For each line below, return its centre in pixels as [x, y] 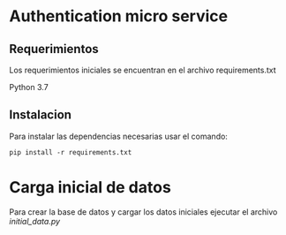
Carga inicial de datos [90, 187]
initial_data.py [34, 221]
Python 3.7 [29, 87]
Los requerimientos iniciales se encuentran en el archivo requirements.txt [143, 70]
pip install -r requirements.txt [71, 152]
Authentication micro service [118, 16]
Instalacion [41, 115]
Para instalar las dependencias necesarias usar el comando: [118, 136]
